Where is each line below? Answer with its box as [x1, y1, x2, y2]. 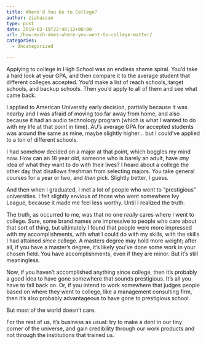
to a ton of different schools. [6, 136, 78, 143]
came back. [6, 91, 36, 99]
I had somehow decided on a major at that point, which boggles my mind [6, 148, 191, 155]
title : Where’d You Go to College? [6, 9, 98, 15]
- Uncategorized [12, 44, 53, 50]
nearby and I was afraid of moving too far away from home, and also [6, 110, 180, 117]
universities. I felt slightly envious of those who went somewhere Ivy [6, 192, 180, 200]
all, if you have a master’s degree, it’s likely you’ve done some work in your [6, 243, 196, 250]
